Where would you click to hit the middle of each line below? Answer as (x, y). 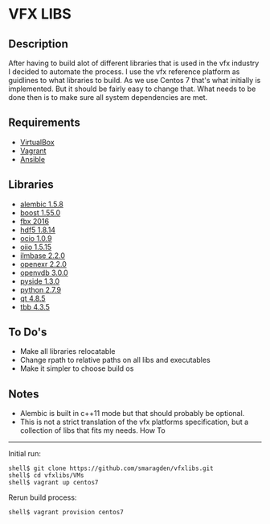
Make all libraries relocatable (67, 351)
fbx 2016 (35, 221)
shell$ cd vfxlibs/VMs (46, 476)
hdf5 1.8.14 (38, 230)
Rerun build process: (43, 497)
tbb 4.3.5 (35, 306)
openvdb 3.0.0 (44, 272)
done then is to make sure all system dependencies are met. (108, 97)
